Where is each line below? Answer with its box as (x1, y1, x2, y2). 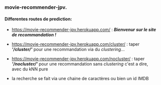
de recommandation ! (11, 32, 56, 38)
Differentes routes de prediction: (4, 16, 72, 22)
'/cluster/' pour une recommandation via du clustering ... (11, 47, 125, 52)
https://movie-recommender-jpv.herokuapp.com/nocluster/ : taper (11, 56, 145, 62)
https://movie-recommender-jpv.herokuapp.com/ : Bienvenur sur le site (11, 27, 156, 33)
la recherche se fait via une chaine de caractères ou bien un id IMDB (11, 76, 149, 82)
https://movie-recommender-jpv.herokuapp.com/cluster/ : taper (11, 41, 140, 47)
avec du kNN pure (11, 66, 48, 72)
